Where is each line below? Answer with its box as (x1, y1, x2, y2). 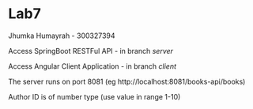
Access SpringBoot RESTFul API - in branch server (8, 46, 174, 55)
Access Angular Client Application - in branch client (8, 61, 176, 71)
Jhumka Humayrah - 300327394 (8, 31, 116, 40)
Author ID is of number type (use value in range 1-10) (8, 92, 181, 101)
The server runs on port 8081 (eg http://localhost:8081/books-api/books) (8, 77, 246, 86)
